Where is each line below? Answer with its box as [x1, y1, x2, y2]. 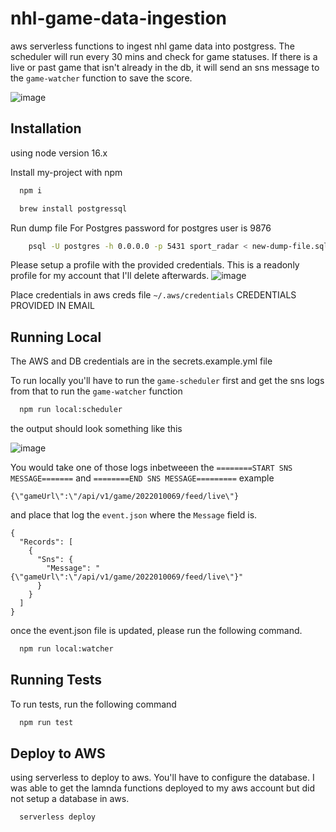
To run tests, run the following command [10, 698, 177, 710]
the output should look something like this [10, 423, 183, 435]
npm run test [19, 717, 74, 727]
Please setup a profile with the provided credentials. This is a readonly [10, 259, 300, 271]
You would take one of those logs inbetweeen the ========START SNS [10, 462, 293, 474]
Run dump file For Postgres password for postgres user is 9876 [10, 222, 272, 234]
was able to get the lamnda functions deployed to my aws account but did [10, 782, 316, 794]
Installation [10, 120, 82, 137]
